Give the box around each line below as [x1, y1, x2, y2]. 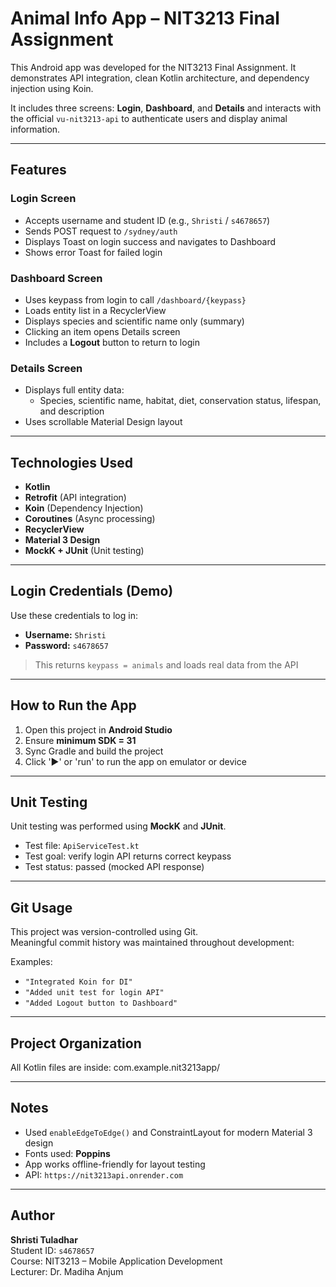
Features [10, 162, 67, 179]
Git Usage [10, 899, 73, 916]
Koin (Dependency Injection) [24, 502, 144, 514]
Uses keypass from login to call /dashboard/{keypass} [24, 293, 247, 306]
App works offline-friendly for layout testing [24, 1158, 206, 1170]
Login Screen [10, 192, 77, 206]
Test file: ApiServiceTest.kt [24, 840, 140, 852]
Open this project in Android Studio [24, 723, 173, 736]
